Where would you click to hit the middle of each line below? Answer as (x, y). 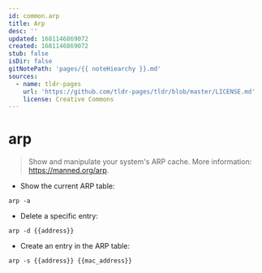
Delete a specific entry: (59, 216)
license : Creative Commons (69, 99)
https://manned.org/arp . (69, 171)
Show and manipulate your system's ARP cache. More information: (140, 162)
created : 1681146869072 (49, 46)
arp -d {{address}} (41, 231)
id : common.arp (34, 16)
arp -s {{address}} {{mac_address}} (70, 261)
